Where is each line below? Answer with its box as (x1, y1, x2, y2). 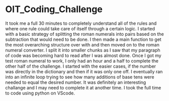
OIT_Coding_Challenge (5, 4, 103, 15)
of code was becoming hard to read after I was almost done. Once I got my (5, 52, 162, 59)
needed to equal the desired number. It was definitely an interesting (5, 79, 146, 85)
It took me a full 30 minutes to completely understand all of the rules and (5, 20, 157, 26)
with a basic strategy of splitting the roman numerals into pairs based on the (5, 31, 164, 37)
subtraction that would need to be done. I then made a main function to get (5, 36, 162, 42)
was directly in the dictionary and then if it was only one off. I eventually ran (5, 68, 163, 74)
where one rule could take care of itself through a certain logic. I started (5, 25, 155, 31)
